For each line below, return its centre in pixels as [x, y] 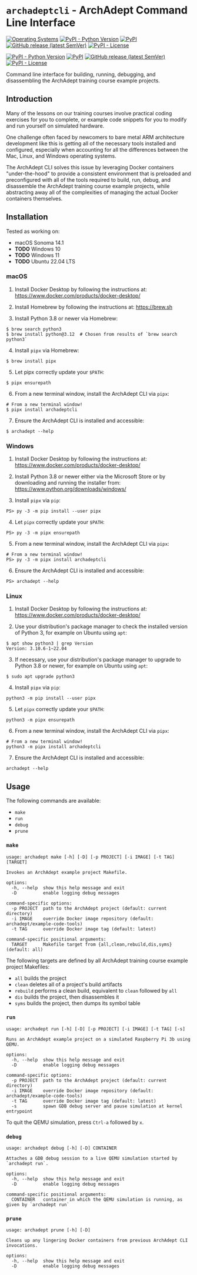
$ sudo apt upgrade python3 [41, 677]
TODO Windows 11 [37, 255]
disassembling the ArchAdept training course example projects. [83, 81]
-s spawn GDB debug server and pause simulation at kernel [97, 1106]
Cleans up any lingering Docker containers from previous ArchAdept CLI [97, 1241]
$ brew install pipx [31, 361]
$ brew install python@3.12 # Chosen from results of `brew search [92, 334]
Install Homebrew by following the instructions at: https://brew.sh [94, 307]
